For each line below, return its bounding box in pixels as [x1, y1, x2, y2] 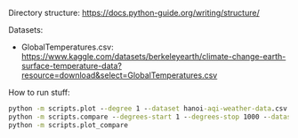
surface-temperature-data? [20, 61, 122, 71]
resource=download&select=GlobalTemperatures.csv [20, 70, 218, 80]
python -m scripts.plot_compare [8, 120, 128, 129]
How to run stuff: [8, 88, 70, 97]
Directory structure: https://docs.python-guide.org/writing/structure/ [8, 8, 260, 18]
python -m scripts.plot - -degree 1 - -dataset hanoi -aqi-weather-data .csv [8, 104, 288, 113]
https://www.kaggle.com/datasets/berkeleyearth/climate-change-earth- [20, 51, 286, 61]
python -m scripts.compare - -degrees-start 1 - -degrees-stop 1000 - [8, 112, 268, 121]
